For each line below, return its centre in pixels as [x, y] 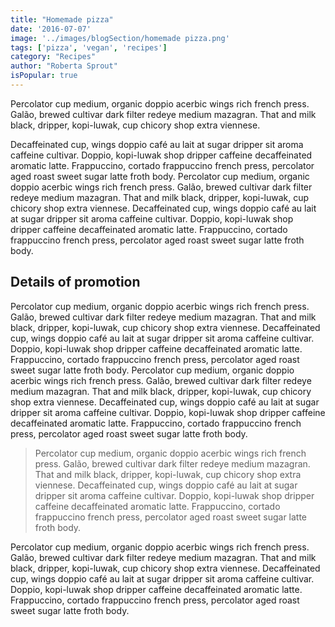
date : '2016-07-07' [51, 29]
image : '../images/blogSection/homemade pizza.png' [120, 38]
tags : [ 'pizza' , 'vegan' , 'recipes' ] [89, 47]
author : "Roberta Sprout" [64, 66]
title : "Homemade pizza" [62, 19]
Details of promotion [75, 282]
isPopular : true [44, 76]
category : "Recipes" [53, 57]
